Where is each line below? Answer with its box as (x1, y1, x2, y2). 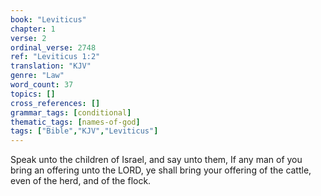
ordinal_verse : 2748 (10, 42, 97, 53)
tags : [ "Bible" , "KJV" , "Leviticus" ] (10, 126, 159, 136)
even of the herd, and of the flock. (10, 175, 152, 187)
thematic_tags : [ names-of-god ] (10, 117, 141, 127)
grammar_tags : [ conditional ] (10, 107, 132, 118)
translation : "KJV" (10, 61, 92, 71)
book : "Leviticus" (10, 14, 87, 25)
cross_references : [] (10, 98, 101, 108)
